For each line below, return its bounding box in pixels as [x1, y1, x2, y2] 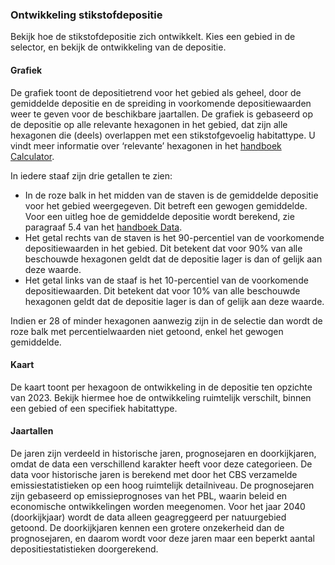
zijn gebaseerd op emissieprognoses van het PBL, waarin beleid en [10, 489, 288, 502]
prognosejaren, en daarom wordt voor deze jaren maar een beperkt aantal [10, 532, 315, 544]
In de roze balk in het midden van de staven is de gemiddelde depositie [24, 189, 319, 201]
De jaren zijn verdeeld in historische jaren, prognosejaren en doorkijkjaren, [10, 447, 317, 459]
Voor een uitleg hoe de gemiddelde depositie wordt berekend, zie [24, 210, 295, 222]
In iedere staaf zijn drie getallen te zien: [10, 169, 173, 182]
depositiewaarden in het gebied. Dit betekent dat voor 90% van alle [24, 242, 303, 254]
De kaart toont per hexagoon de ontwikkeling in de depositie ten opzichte [10, 381, 313, 393]
